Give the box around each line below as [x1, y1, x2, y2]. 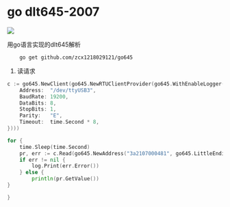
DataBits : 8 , [19, 100, 57, 107]
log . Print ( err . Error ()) [31, 163, 99, 169]
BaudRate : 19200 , [19, 93, 69, 100]
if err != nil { [19, 156, 66, 163]
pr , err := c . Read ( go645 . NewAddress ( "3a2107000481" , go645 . [19, 150, 194, 157]
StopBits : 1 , [19, 106, 57, 113]
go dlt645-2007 [7, 4, 100, 20]
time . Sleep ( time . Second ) [19, 143, 90, 150]
